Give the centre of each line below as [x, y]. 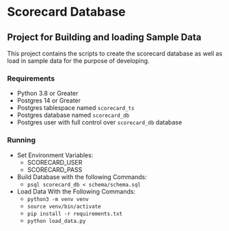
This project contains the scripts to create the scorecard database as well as [115, 53]
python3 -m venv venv [58, 199]
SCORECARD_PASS [55, 169]
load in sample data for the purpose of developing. [78, 61]
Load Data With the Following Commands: [76, 191]
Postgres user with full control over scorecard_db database [99, 122]
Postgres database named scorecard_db [73, 115]
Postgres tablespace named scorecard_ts [76, 108]
